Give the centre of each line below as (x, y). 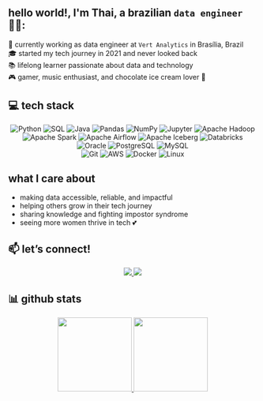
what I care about (52, 179)
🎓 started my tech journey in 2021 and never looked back (103, 53)
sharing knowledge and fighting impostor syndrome (104, 214)
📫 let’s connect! (49, 249)
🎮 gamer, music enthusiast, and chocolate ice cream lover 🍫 (107, 77)
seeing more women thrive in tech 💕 (78, 223)
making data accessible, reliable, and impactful (96, 197)
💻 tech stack (41, 106)
